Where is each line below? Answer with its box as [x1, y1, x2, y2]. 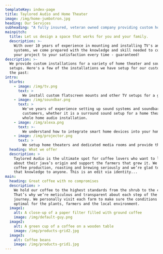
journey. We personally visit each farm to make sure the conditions [14, 197, 158, 202]
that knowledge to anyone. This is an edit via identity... [14, 169, 138, 175]
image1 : [9, 206, 25, 211]
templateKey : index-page [5, 7, 55, 12]
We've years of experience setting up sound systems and [22, 106, 140, 112]
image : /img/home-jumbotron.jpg [5, 16, 70, 21]
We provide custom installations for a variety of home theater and [9, 61, 151, 66]
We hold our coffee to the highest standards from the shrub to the [14, 187, 155, 192]
